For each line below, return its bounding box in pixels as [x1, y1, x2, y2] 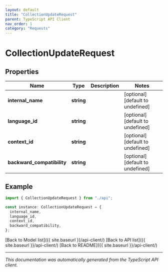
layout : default [5, 7, 39, 13]
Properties [5, 67, 39, 76]
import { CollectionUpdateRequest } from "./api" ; [5, 195, 113, 200]
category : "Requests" [5, 26, 50, 31]
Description [90, 82, 119, 89]
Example [5, 182, 33, 191]
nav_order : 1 [5, 21, 32, 27]
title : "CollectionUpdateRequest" [5, 12, 77, 17]
